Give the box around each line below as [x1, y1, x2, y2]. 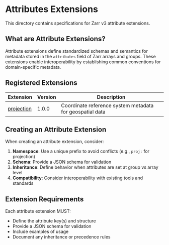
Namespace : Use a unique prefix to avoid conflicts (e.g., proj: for [12, 148, 150, 154]
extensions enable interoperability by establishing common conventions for [5, 59, 161, 65]
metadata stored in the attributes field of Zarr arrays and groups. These [5, 53, 156, 59]
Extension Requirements [5, 195, 84, 203]
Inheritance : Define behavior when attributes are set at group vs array [12, 164, 158, 170]
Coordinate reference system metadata [61, 102, 154, 109]
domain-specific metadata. [5, 64, 61, 70]
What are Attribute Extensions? [5, 35, 106, 43]
